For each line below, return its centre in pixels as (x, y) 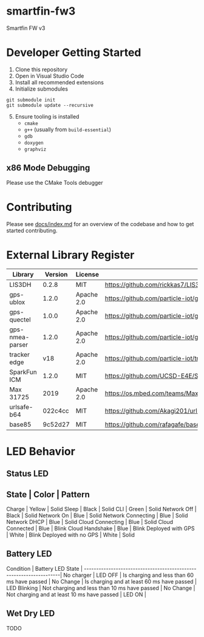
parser (19, 345)
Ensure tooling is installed (47, 116)
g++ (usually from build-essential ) (67, 129)
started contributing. (32, 230)
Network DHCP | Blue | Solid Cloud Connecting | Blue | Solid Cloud (90, 522)
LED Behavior (41, 451)
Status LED (28, 474)
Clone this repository (41, 69)
